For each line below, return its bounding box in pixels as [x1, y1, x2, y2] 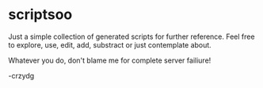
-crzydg [8, 71, 35, 80]
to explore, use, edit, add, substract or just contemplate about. [8, 40, 212, 49]
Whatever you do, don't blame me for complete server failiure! [8, 55, 212, 65]
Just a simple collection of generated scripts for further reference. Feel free [8, 32, 255, 41]
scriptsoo [8, 6, 73, 24]
